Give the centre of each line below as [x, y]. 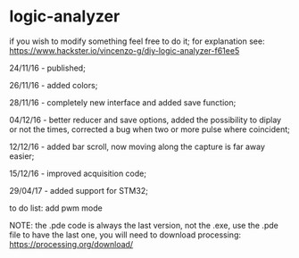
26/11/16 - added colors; [54, 85]
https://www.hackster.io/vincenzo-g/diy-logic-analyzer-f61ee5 [125, 50]
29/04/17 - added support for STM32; [79, 190]
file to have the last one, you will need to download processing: [125, 235]
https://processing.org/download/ [71, 244]
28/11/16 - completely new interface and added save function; [123, 102]
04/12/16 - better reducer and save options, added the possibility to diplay [145, 120]
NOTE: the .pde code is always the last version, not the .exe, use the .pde [144, 225]
